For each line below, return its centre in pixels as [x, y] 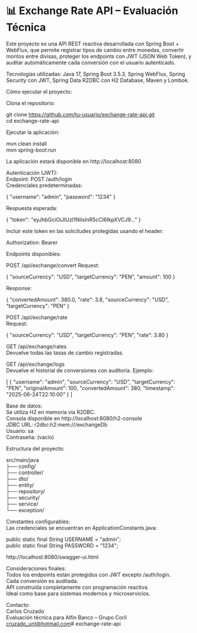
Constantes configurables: [38, 522]
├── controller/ [25, 473]
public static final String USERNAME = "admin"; [64, 539]
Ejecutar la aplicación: [33, 132]
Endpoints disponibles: [34, 254]
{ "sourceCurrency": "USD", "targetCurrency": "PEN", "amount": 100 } [91, 277]
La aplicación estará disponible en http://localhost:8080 [74, 161]
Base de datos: [24, 406]
